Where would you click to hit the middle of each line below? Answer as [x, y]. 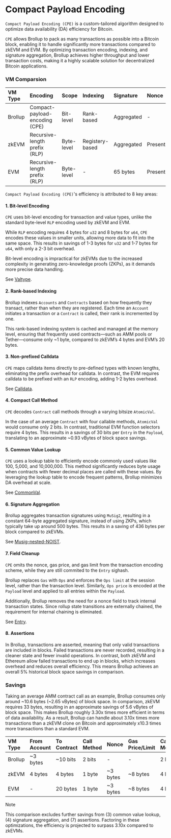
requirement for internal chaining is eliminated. [54, 612]
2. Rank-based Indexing [31, 291]
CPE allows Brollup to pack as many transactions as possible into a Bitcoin [82, 39]
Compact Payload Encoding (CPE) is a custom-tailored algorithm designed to [84, 23]
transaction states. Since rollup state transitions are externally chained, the [83, 606]
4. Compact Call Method [32, 400]
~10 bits [66, 759]
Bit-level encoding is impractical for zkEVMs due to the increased [74, 258]
